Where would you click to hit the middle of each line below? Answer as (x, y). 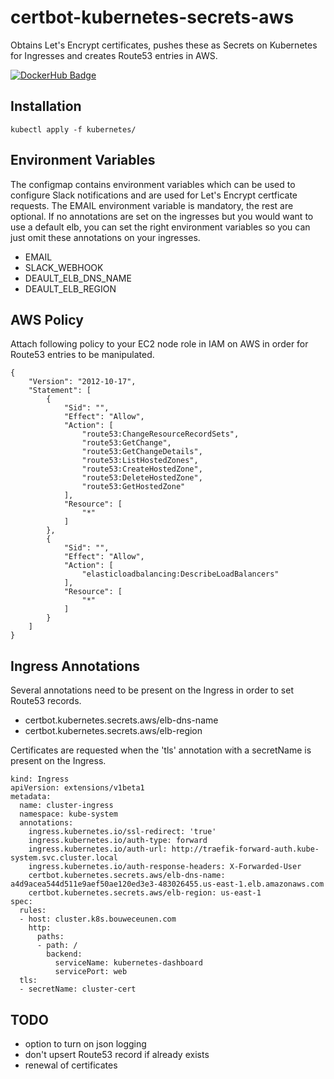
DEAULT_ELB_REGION (70, 288)
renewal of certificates (71, 1065)
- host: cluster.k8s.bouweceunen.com (98, 919)
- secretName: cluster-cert (78, 989)
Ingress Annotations (75, 666)
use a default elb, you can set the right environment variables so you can (160, 227)
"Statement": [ (60, 391)
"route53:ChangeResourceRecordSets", (160, 434)
